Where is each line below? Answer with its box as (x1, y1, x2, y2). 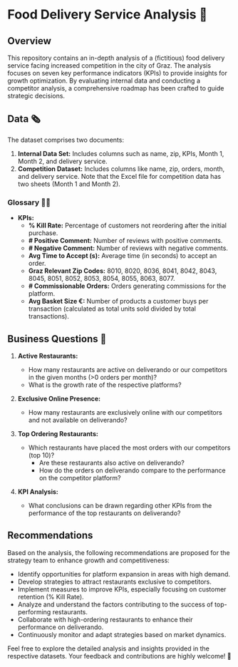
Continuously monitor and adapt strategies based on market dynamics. (17, 630, 227, 638)
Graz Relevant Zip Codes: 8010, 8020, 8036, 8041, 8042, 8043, (28, 267, 217, 275)
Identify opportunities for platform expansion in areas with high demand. (17, 569, 230, 578)
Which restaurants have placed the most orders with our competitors (28, 443, 231, 452)
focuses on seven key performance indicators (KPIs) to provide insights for (7, 69, 228, 77)
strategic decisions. (7, 92, 66, 100)
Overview (7, 35, 52, 47)
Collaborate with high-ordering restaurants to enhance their (17, 615, 194, 624)
